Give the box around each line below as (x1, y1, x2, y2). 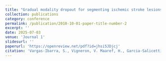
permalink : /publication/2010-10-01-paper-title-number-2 (5, 21, 127, 26)
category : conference (5, 16, 50, 21)
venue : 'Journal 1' (5, 35, 45, 40)
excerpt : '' (5, 26, 30, 30)
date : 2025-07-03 (5, 30, 41, 35)
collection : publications (5, 12, 58, 17)
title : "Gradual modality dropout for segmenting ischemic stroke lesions (5, 7, 163, 12)
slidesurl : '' (5, 39, 35, 44)
